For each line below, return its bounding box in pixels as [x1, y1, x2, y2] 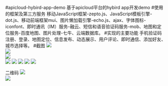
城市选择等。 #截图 [5, 43, 45, 48]
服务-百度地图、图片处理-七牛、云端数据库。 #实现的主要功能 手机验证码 [9, 30, 162, 36]
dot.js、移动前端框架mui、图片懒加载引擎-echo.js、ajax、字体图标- [5, 17, 146, 23]
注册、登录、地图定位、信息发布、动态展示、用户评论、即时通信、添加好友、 [5, 36, 166, 42]
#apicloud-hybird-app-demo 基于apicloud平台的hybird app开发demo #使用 [5, 5, 163, 10]
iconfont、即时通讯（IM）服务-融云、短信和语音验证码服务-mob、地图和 [5, 23, 157, 30]
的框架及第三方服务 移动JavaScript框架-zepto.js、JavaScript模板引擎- [5, 11, 153, 17]
